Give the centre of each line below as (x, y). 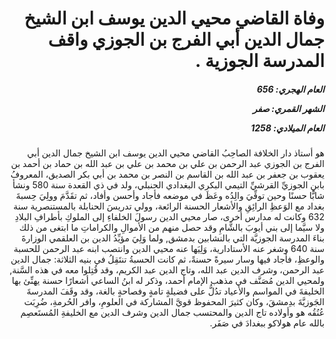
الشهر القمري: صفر (288, 108)
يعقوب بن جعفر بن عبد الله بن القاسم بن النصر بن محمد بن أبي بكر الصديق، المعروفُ (167, 174)
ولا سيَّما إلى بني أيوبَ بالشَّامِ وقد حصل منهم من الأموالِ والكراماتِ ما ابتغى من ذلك (171, 228)
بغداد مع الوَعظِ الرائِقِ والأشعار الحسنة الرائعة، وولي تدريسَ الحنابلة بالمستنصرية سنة (169, 206)
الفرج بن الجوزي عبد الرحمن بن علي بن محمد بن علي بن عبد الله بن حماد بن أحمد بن (167, 164)
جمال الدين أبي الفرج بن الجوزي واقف (186, 39)
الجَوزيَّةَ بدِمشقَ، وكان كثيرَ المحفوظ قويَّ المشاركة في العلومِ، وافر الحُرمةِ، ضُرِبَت (174, 302)
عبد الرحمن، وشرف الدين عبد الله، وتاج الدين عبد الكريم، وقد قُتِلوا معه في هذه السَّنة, (167, 270)
